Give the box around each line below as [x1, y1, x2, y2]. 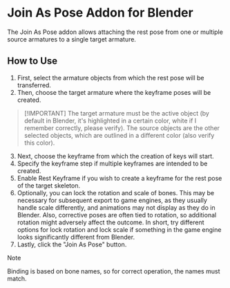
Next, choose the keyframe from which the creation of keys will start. [17, 152, 214, 160]
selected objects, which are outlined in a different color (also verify [23, 131, 215, 139]
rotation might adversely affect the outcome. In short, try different [17, 218, 205, 226]
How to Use [7, 55, 58, 67]
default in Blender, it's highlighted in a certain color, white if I [23, 116, 197, 125]
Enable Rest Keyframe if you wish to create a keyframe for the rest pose [17, 174, 222, 182]
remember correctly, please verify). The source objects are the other [23, 123, 220, 132]
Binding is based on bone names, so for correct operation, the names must [7, 267, 220, 275]
